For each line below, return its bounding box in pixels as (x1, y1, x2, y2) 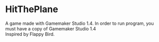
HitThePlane (5, 4, 58, 15)
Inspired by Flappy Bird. (5, 31, 55, 37)
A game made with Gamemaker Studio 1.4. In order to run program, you (5, 20, 154, 26)
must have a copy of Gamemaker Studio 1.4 (5, 25, 96, 31)
